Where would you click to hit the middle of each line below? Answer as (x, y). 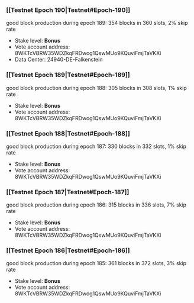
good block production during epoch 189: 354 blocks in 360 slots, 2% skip (97, 23)
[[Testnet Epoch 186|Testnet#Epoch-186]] (68, 250)
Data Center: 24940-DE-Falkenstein (59, 60)
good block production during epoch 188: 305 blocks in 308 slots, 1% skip (97, 88)
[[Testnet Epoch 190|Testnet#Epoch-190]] (68, 10)
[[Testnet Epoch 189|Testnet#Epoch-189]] (68, 75)
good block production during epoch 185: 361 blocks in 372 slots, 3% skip (96, 263)
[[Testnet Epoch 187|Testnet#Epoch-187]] (68, 192)
